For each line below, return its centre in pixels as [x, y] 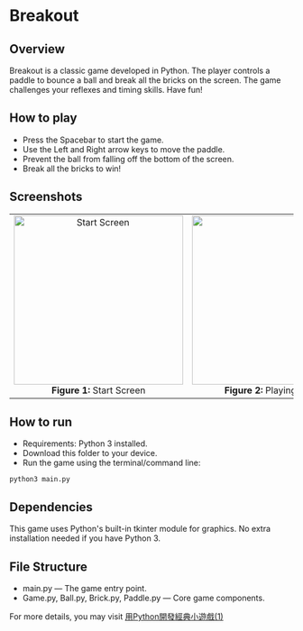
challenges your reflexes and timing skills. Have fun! [106, 90]
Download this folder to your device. [90, 453]
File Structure [48, 567]
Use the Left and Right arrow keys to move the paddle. [124, 149]
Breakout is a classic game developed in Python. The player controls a [140, 70]
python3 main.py [40, 480]
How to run [41, 422]
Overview [37, 49]
